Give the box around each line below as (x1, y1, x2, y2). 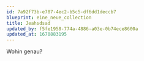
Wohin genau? (6, 48, 43, 55)
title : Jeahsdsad (6, 20, 51, 26)
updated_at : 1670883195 (6, 31, 67, 37)
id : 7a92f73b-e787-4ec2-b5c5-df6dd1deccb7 (6, 8, 116, 15)
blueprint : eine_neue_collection (6, 14, 92, 21)
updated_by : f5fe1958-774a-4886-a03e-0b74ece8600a (6, 25, 138, 32)
